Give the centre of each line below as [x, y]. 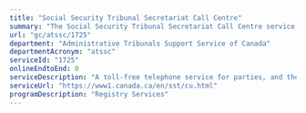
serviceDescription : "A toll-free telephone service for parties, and [146, 77]
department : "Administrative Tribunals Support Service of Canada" [140, 43]
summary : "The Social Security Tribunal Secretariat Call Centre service [153, 26]
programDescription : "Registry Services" [89, 94]
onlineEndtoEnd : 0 [44, 69]
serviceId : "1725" [44, 60]
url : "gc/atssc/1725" [51, 35]
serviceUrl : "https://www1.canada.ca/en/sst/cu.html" [114, 86]
